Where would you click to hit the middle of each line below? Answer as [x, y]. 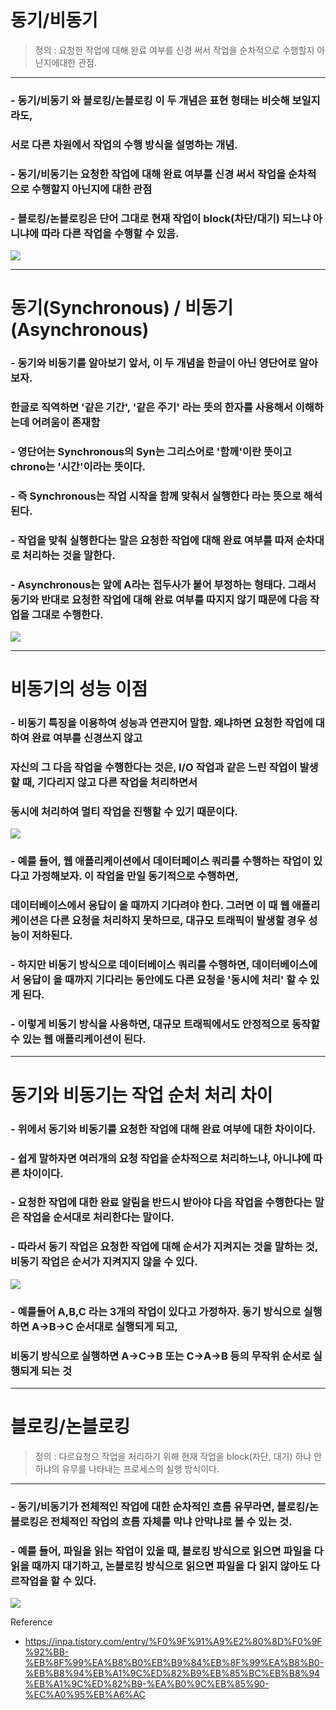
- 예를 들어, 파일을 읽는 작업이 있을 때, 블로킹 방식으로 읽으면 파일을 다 [167, 1551]
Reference [31, 1622]
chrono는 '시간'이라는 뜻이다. [78, 466]
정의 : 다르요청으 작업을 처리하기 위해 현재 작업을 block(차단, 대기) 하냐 [173, 1456]
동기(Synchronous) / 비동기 [122, 308]
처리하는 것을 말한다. [68, 555]
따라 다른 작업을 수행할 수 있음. [110, 233]
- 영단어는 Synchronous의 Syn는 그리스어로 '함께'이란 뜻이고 [151, 451]
